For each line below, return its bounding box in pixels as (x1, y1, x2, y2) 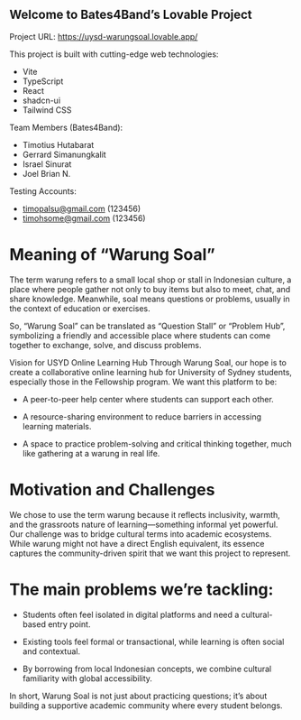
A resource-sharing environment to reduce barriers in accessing (22, 411, 262, 422)
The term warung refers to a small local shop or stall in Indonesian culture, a (9, 274, 292, 285)
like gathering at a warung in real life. (22, 448, 160, 458)
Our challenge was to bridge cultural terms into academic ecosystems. (9, 528, 272, 540)
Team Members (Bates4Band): (9, 122, 123, 133)
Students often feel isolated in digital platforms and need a (22, 609, 240, 620)
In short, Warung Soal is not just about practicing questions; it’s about (9, 690, 268, 701)
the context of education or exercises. (9, 302, 150, 314)
